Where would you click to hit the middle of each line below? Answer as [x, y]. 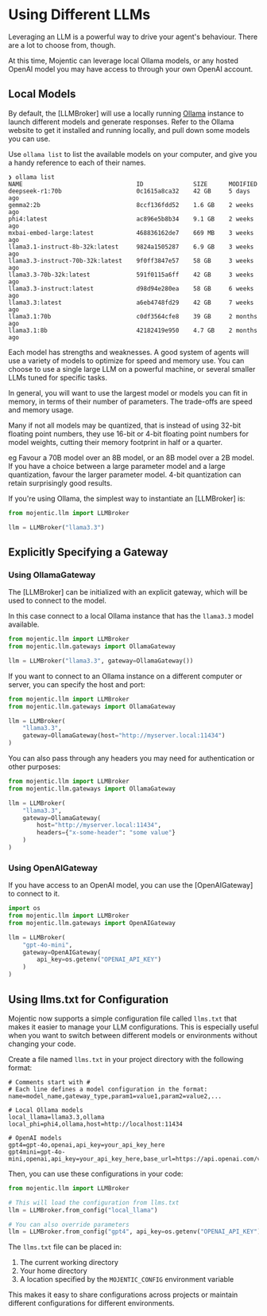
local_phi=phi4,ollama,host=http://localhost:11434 [95, 1124]
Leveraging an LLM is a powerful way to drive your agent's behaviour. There [133, 37]
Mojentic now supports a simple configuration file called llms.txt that [122, 1018]
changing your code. [42, 1044]
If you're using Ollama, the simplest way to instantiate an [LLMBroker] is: [127, 498]
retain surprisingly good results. [60, 482]
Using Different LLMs [79, 15]
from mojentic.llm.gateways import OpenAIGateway [92, 923]
